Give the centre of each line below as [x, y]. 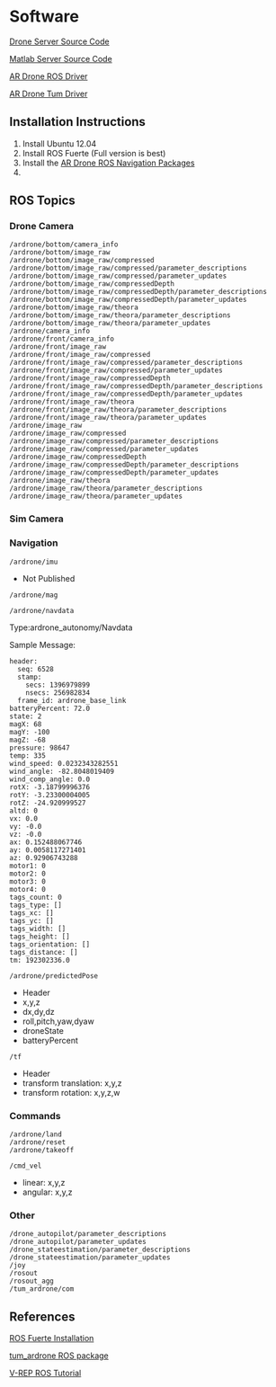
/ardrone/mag [34, 595]
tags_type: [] [36, 905]
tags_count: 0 [36, 897]
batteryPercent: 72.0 [50, 708]
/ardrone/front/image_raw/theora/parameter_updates [108, 418]
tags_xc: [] [31, 913]
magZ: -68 [28, 740]
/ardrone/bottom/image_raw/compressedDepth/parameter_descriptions [138, 292]
